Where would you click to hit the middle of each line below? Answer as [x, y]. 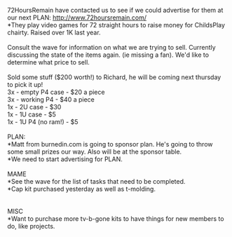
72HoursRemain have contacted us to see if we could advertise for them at [115, 10]
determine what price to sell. [48, 62]
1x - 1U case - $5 [32, 114]
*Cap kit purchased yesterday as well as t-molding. [82, 189]
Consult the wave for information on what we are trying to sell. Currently [111, 47]
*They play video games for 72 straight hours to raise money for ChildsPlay [116, 25]
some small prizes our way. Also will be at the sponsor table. [95, 151]
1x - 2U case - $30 [34, 107]
